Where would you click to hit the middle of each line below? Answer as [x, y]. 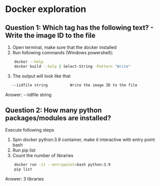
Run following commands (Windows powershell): [63, 53]
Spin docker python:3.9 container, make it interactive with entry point [83, 140]
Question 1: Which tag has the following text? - [79, 28]
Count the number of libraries [43, 156]
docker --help [29, 62]
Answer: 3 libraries [24, 179]
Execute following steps [30, 130]
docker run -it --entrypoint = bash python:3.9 [62, 165]
